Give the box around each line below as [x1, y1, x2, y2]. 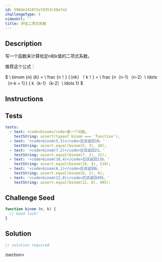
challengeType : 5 [5, 12, 41, 17]
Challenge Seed [5, 194, 55, 202]
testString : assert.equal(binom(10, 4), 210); [14, 162, 111, 167]
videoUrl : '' [5, 16, 32, 21]
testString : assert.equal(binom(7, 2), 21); [14, 152, 107, 157]
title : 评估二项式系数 [5, 21, 47, 26]
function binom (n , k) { [5, 207, 56, 212]
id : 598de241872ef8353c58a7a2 [5, 7, 67, 12]
